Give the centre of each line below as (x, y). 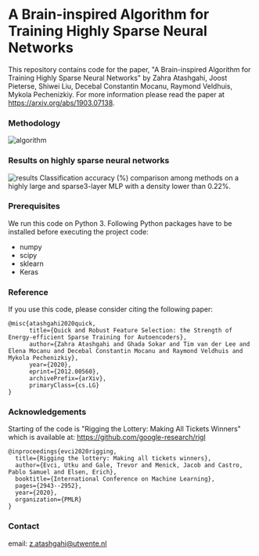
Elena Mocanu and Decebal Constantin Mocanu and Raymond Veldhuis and (126, 351)
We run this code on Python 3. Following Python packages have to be (120, 223)
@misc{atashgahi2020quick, (52, 324)
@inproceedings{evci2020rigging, (63, 452)
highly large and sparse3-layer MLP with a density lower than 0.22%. (120, 186)
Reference (28, 292)
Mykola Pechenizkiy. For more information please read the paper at (117, 94)
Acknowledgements (47, 412)
